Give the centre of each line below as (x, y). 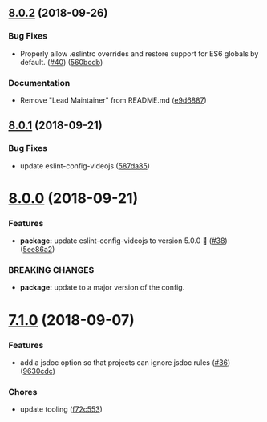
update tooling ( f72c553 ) (61, 409)
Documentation (39, 83)
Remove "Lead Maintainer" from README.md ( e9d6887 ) (113, 100)
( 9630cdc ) (38, 371)
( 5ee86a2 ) (37, 250)
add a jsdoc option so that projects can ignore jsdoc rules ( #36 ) (125, 362)
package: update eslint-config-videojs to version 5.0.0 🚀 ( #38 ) (123, 241)
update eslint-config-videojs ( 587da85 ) (85, 166)
